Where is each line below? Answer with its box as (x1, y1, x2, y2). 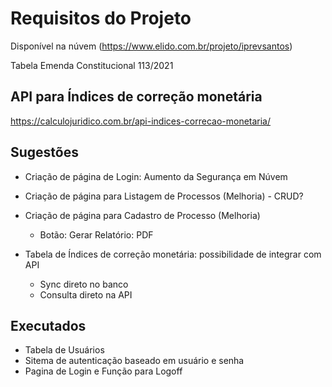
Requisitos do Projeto (10, 7, 192, 30)
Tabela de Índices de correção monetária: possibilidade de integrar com (24, 248, 322, 260)
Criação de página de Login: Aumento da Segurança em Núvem (24, 170, 288, 182)
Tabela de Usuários (24, 344, 105, 356)
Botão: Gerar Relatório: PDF (39, 228, 154, 241)
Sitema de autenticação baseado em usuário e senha (24, 355, 245, 367)
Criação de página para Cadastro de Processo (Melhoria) (24, 209, 261, 221)
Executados (10, 317, 87, 334)
